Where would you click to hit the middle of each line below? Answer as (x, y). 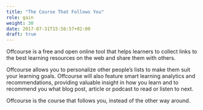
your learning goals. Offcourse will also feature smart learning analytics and (101, 76)
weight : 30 (20, 23)
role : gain (20, 18)
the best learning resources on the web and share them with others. (91, 58)
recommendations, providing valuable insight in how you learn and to (92, 83)
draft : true (21, 34)
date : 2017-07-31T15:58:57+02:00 (48, 29)
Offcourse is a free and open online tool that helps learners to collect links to (102, 51)
